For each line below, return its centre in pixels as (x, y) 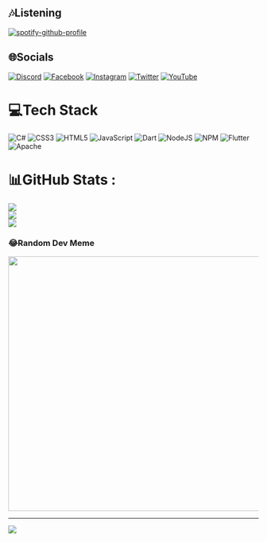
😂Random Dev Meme (52, 244)
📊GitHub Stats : (62, 179)
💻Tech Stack (53, 110)
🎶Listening (35, 13)
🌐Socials (31, 58)
